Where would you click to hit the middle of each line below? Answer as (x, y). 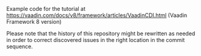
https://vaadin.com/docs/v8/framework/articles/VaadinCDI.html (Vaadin (97, 15)
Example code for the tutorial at (46, 9)
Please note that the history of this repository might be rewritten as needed (101, 33)
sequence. (20, 46)
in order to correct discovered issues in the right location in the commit (96, 40)
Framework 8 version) (34, 22)
